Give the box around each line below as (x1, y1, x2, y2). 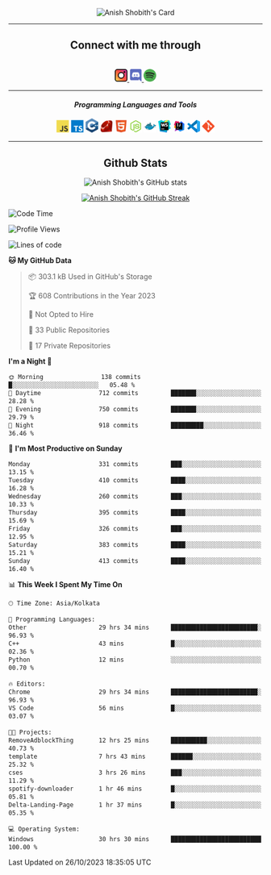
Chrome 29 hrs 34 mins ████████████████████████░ (8, 688, 262, 696)
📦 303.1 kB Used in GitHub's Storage (27, 271, 152, 281)
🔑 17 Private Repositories (27, 340, 111, 350)
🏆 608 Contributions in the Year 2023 (27, 290, 156, 300)
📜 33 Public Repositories (27, 325, 110, 335)
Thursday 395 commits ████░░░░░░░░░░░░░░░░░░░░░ (8, 508, 262, 516)
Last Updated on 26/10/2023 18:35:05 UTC (8, 857, 152, 867)
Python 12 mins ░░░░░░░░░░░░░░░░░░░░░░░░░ (8, 656, 262, 664)
